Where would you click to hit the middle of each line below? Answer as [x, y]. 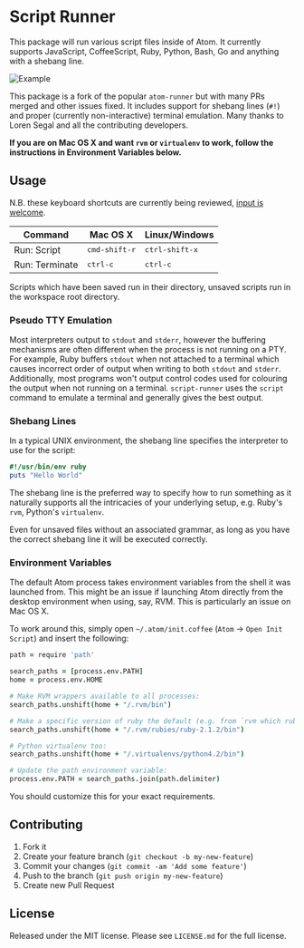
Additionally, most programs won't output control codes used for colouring [148, 379]
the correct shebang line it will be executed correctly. [109, 539]
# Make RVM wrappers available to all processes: [105, 696]
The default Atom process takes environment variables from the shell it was [150, 583]
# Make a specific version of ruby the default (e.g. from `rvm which [145, 721]
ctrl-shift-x [171, 250]
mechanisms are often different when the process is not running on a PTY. [148, 350]
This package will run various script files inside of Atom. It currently [135, 42]
